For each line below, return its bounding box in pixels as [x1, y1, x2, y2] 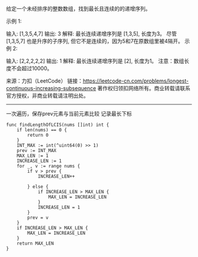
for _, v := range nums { [16, 163, 81, 169]
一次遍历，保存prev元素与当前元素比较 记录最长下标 [6, 110, 133, 117]
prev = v [27, 215, 49, 220]
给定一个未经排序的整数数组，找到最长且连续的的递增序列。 [6, 5, 151, 12]
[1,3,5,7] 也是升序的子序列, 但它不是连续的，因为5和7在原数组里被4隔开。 [6, 38, 184, 44]
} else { [27, 184, 49, 190]
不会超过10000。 [11, 65, 53, 72]
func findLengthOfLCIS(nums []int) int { [6, 122, 110, 128]
